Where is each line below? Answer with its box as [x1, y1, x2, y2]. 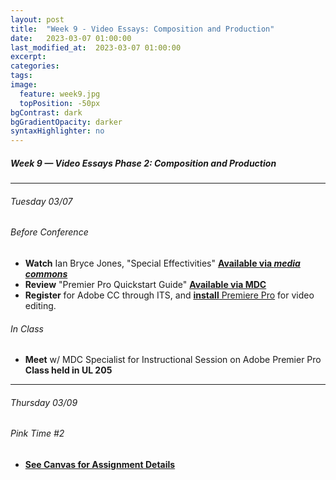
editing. [24, 299, 57, 311]
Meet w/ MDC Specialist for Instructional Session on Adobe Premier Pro [24, 354, 322, 366]
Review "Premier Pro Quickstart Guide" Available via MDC [24, 278, 267, 290]
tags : [10, 71, 33, 81]
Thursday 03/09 [10, 396, 78, 408]
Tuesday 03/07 [10, 195, 73, 207]
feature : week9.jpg [19, 89, 101, 99]
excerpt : [10, 52, 47, 62]
